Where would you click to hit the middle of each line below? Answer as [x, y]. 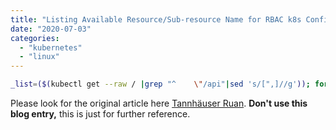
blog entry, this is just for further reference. [100, 114]
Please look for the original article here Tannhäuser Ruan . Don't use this [159, 103]
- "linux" [39, 57]
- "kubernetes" [51, 47]
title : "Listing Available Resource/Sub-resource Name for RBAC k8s [156, 19]
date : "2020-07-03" [51, 29]
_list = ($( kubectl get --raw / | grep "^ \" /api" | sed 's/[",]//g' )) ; [160, 84]
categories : [35, 38]
